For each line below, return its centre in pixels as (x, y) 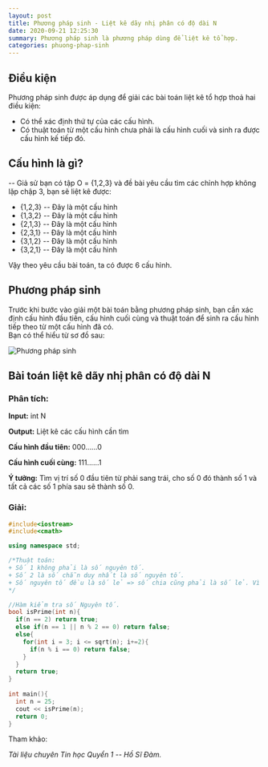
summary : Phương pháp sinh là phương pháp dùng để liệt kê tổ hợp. (124, 38)
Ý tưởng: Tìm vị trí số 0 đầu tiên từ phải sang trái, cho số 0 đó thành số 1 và (133, 478)
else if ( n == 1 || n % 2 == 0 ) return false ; (93, 627)
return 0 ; (32, 717)
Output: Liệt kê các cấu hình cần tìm (69, 432)
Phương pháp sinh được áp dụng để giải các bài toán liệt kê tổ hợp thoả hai (132, 97)
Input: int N (27, 416)
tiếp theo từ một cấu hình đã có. (61, 326)
